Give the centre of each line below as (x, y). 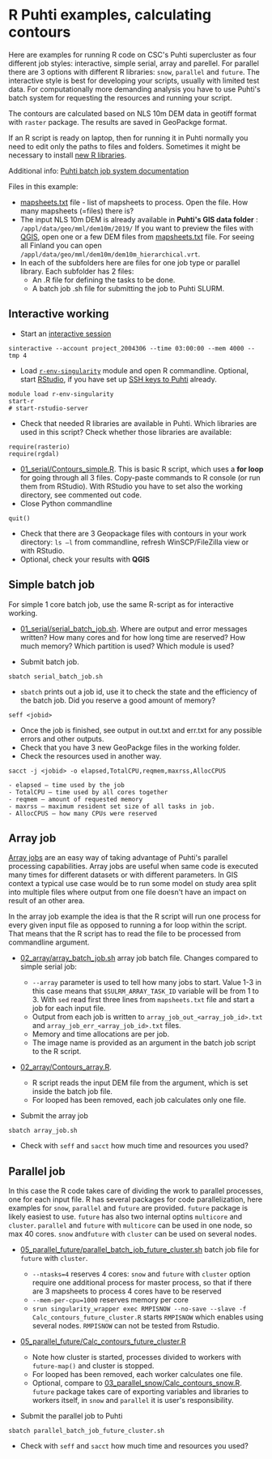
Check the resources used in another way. (91, 755)
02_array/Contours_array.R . (66, 1067)
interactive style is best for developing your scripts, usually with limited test (134, 80)
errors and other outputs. (62, 738)
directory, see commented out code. (81, 495)
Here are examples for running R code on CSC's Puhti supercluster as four (132, 54)
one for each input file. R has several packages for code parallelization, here (136, 1199)
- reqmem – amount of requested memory (76, 799)
